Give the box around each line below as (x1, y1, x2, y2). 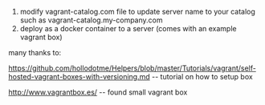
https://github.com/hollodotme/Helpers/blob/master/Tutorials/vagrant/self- (8, 63, 257, 73)
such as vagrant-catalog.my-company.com (19, 15, 163, 25)
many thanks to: (8, 48, 62, 57)
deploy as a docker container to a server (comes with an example (19, 24, 237, 33)
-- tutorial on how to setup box (151, 72, 253, 81)
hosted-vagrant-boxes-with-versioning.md (8, 72, 150, 81)
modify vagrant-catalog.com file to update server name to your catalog (19, 7, 255, 16)
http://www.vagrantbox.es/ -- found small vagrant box (8, 87, 188, 97)
